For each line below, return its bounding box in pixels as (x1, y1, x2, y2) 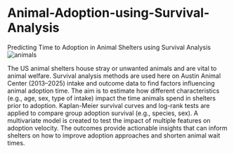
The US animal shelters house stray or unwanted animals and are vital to (7, 64, 217, 72)
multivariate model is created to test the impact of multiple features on (7, 116, 211, 124)
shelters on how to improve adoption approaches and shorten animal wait (7, 131, 221, 140)
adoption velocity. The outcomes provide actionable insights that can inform (7, 124, 228, 132)
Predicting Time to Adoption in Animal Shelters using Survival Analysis (7, 43, 211, 51)
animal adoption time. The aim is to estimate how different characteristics (7, 86, 220, 95)
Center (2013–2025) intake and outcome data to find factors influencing (7, 79, 216, 87)
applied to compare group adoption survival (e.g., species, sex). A (7, 109, 199, 117)
